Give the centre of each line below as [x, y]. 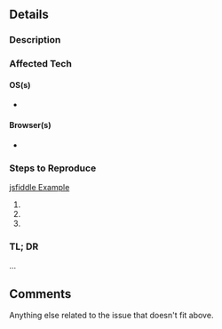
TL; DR [24, 246]
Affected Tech [41, 64]
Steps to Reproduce [53, 168]
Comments [40, 294]
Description [35, 40]
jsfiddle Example [40, 187]
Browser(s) [30, 125]
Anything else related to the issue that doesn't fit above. [111, 316]
